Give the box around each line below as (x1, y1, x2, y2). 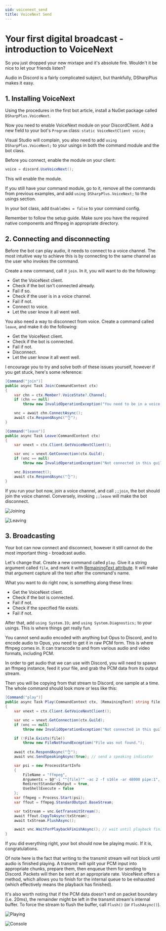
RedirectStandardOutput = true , (23, 782, 90, 787)
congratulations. (5, 846, 39, 852)
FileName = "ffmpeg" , (23, 772, 68, 777)
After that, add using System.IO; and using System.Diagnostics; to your (5, 620, 152, 626)
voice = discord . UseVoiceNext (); (5, 167, 74, 172)
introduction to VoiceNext (5, 44, 114, 55)
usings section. (5, 196, 36, 202)
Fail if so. (12, 288, 31, 294)
